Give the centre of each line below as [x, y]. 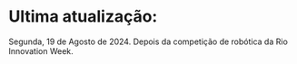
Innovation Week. [41, 50]
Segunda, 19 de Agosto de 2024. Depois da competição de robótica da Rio [148, 41]
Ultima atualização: [83, 17]
